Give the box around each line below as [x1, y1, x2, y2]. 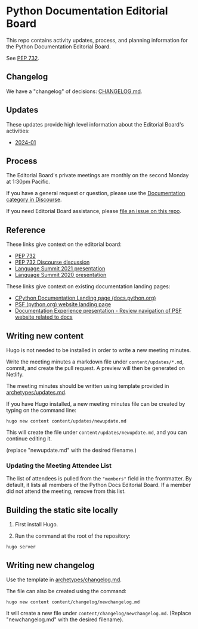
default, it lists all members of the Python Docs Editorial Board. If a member [6, 482, 191, 489]
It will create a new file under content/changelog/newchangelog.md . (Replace [6, 609, 191, 616]
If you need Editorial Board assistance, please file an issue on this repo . [6, 208, 182, 215]
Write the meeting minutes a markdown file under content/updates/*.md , [6, 358, 184, 365]
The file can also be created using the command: [6, 587, 127, 594]
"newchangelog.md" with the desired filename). [6, 616, 124, 623]
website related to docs [14, 313, 73, 320]
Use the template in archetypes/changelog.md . [6, 576, 122, 583]
